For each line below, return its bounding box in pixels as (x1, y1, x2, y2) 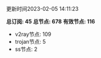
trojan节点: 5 (14, 38, 46, 45)
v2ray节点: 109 (14, 30, 52, 38)
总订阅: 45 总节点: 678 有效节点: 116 (6, 18, 96, 25)
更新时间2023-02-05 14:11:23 (6, 5, 79, 12)
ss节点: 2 (14, 45, 38, 53)
